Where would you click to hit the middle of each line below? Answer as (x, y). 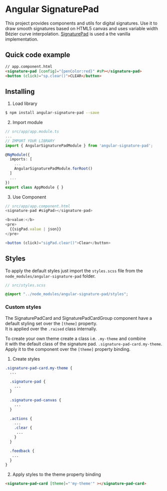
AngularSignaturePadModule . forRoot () (53, 169)
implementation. (22, 39)
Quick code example (38, 55)
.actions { (21, 418)
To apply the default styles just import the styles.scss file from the (74, 271)
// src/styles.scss (25, 285)
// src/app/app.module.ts (32, 132)
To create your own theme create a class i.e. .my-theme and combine (75, 338)
